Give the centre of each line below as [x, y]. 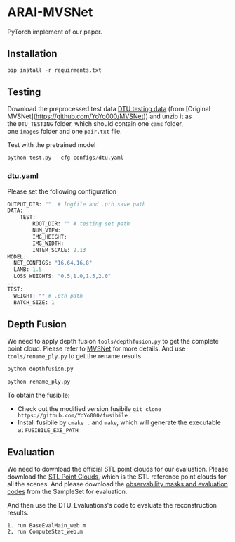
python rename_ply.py [39, 382]
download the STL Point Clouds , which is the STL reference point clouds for [117, 477]
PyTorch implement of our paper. [55, 32]
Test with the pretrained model [52, 145]
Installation [32, 54]
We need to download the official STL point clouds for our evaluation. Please [118, 469]
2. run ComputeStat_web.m [45, 531]
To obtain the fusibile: [39, 396]
